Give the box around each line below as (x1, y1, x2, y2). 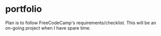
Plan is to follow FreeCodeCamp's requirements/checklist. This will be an (5, 20, 156, 26)
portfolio (5, 3, 42, 15)
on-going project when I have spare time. (5, 25, 91, 31)
